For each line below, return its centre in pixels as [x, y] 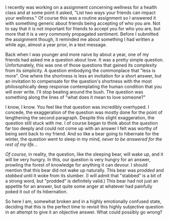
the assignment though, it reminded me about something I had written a [79, 39]
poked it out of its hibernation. [37, 192]
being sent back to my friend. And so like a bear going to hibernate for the [82, 134]
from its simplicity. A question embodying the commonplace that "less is [80, 70]
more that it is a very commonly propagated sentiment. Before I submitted [82, 34]
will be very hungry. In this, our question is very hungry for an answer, [78, 160]
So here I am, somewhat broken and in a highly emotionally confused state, [83, 201]
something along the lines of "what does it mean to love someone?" [76, 97]
